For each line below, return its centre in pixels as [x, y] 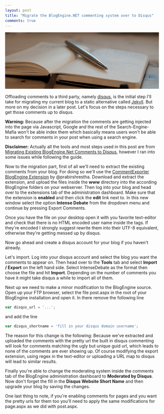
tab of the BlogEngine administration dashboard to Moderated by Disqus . [79, 376]
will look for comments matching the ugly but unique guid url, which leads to [82, 346]
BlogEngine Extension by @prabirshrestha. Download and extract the [74, 177]
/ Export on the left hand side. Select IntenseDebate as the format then [76, 268]
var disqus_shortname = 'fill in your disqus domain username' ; [72, 326]
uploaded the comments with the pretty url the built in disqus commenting [80, 341]
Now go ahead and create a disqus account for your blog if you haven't [77, 243]
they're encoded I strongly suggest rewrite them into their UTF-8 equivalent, [82, 228]
